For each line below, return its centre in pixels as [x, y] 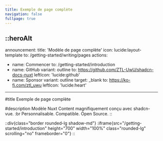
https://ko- [120, 80]
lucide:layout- [128, 50]
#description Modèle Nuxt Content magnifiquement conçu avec [69, 109]
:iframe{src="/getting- [120, 123]
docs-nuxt [22, 75]
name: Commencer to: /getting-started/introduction [64, 65]
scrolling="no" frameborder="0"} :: [40, 134]
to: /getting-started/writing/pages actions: [65, 55]
